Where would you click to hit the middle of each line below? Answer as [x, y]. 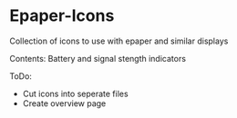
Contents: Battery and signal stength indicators [98, 58]
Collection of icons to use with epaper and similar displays [119, 41]
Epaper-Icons [62, 16]
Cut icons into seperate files [76, 93]
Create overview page [64, 103]
